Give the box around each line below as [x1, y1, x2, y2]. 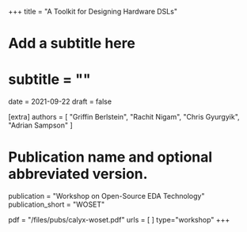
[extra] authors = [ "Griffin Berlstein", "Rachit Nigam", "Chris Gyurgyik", [8, 112, 240, 122]
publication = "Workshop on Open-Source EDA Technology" [8, 192, 205, 201]
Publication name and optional [8, 148, 213, 166]
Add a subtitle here [8, 35, 136, 52]
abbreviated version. [8, 165, 148, 183]
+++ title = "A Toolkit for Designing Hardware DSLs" [8, 7, 178, 16]
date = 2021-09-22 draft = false [8, 97, 112, 106]
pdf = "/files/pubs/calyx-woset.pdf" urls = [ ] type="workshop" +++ [8, 215, 230, 225]
